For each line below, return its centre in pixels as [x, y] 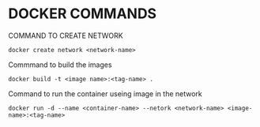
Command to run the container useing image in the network [106, 93]
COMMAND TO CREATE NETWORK [66, 35]
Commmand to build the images [60, 65]
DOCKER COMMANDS [82, 14]
